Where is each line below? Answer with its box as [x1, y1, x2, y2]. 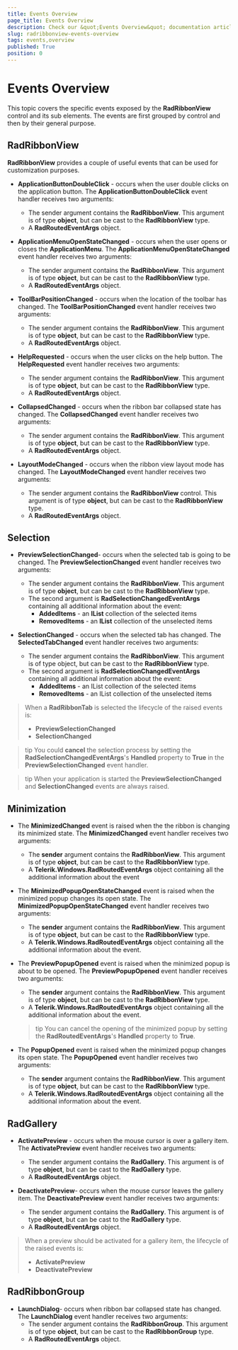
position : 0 [7, 50, 42, 57]
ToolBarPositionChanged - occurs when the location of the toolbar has [17, 295, 227, 303]
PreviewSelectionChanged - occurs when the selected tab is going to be [17, 551, 231, 559]
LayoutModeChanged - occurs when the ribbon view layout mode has [17, 460, 225, 468]
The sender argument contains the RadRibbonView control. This [28, 488, 217, 497]
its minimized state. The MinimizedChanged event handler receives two [17, 829, 229, 838]
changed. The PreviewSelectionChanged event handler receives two [17, 558, 222, 567]
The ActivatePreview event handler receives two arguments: [17, 1144, 196, 1152]
